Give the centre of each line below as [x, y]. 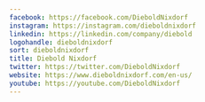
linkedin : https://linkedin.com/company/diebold [101, 34]
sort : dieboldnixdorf [49, 51]
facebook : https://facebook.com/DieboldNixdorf [99, 17]
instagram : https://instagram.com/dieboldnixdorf [103, 26]
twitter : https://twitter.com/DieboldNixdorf [95, 67]
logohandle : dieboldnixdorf [61, 42]
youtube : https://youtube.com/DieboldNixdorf [95, 83]
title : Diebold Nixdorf [53, 59]
